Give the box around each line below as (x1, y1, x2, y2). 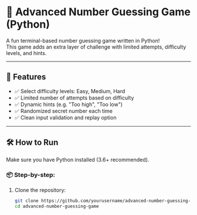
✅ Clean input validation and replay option (14, 114, 117, 121)
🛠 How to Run (6, 138, 59, 148)
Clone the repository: (14, 186, 66, 193)
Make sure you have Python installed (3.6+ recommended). (6, 156, 150, 163)
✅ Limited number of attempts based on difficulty (14, 94, 134, 101)
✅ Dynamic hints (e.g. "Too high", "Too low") (14, 101, 123, 108)
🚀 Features (6, 72, 46, 82)
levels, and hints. (6, 49, 47, 56)
